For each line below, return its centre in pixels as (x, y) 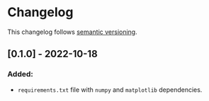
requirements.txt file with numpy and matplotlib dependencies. (110, 90)
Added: (20, 74)
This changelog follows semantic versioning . (72, 32)
